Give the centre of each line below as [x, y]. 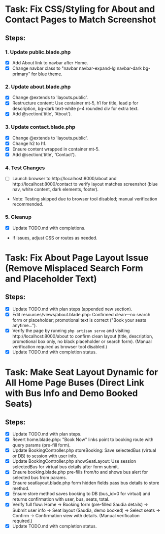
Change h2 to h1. [29, 143]
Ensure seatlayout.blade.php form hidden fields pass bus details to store [86, 483]
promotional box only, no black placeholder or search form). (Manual [82, 341]
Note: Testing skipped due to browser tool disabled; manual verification [85, 199]
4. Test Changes [25, 168]
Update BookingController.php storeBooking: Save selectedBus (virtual [84, 450]
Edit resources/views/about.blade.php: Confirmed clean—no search [81, 314]
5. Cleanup [18, 217]
